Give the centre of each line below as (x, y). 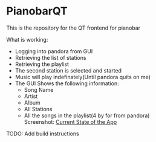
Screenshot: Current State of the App (70, 121)
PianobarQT (37, 11)
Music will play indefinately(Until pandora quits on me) (83, 77)
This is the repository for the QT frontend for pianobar (73, 28)
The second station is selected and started (68, 70)
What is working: (27, 39)
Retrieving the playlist (42, 64)
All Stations (38, 109)
